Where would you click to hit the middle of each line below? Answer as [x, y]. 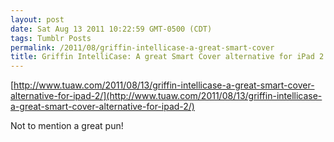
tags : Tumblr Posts [51, 38]
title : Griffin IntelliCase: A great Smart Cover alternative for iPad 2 [167, 57]
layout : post [37, 19]
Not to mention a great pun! [67, 126]
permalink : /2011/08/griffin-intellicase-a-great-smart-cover [142, 47]
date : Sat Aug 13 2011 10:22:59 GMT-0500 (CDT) [111, 29]
